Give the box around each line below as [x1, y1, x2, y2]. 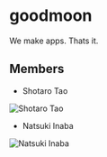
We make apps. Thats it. [9, 35, 99, 46]
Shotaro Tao [22, 85, 68, 96]
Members [9, 61, 65, 77]
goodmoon [9, 5, 93, 26]
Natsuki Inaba [22, 120, 74, 131]
